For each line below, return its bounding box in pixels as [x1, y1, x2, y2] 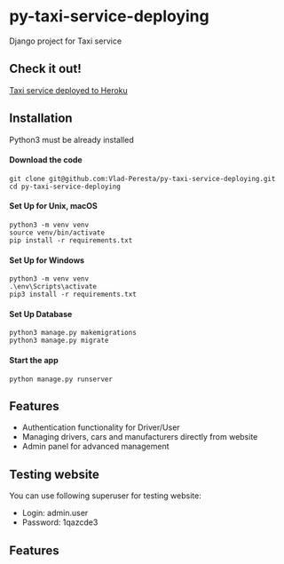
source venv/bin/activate [9, 228, 105, 237]
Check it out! [9, 61, 82, 76]
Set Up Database [9, 308, 73, 319]
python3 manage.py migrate [9, 336, 109, 346]
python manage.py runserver [9, 375, 114, 384]
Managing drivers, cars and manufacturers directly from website [21, 432, 258, 442]
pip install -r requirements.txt [9, 235, 133, 245]
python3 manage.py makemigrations [9, 329, 138, 338]
